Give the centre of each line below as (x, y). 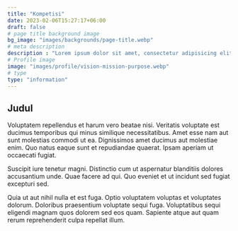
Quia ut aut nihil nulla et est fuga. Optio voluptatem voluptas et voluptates (114, 198)
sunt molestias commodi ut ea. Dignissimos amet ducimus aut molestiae (113, 140)
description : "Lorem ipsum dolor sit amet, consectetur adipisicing (112, 54)
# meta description (36, 47)
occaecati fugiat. (32, 155)
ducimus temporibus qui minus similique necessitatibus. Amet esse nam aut (118, 133)
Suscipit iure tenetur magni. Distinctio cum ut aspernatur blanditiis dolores (115, 169)
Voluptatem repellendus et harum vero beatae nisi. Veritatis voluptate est (113, 125)
